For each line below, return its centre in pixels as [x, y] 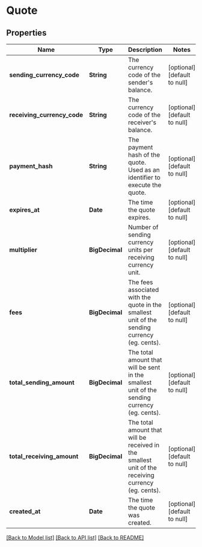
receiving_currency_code [46, 115]
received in [144, 445]
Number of [143, 227]
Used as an [144, 170]
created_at [25, 511]
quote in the [145, 305]
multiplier [23, 250]
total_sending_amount [42, 382]
